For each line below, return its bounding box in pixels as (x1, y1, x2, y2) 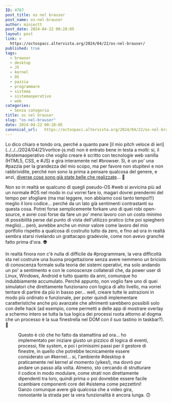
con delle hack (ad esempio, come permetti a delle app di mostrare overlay (5, 305, 164, 312)
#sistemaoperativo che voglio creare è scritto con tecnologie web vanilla (5, 152, 159, 158)
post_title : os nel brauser (5, 12, 66, 17)
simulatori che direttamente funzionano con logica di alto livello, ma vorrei (5, 283, 161, 289)
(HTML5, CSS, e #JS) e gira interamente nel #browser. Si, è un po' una (5, 157, 154, 163)
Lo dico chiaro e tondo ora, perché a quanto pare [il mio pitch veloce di (5, 141, 155, 147)
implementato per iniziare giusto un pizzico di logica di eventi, (18, 337, 148, 343)
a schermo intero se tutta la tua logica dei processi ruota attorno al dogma (5, 310, 162, 317)
